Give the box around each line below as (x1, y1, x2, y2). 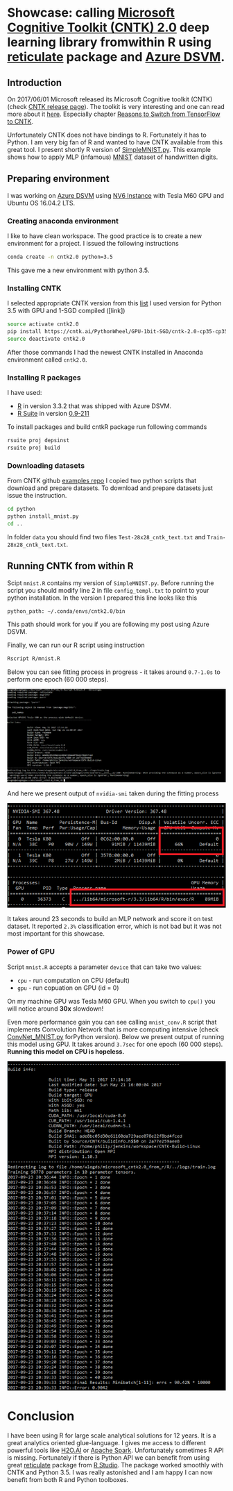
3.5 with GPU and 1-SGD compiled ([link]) (7, 307, 126, 315)
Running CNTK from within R (7, 560, 134, 572)
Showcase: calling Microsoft (7, 5, 175, 21)
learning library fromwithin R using (7, 35, 212, 50)
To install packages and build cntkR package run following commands (7, 423, 207, 431)
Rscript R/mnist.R (7, 655, 60, 662)
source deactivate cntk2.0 (7, 335, 85, 343)
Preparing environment (7, 173, 110, 185)
